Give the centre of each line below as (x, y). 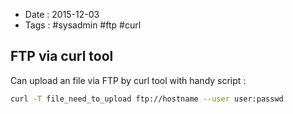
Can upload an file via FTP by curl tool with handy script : (128, 80)
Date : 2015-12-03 (62, 14)
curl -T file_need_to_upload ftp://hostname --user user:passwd (147, 99)
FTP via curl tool (62, 56)
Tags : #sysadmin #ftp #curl (83, 25)
